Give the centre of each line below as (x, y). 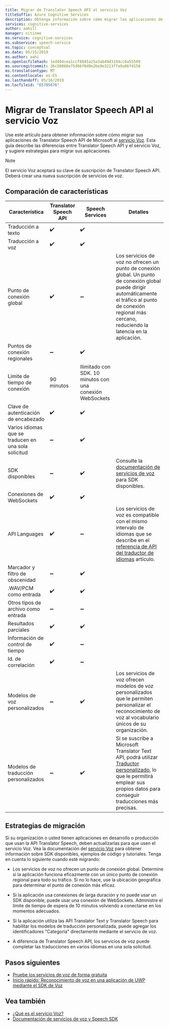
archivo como (24, 609)
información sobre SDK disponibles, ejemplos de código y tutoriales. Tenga (83, 854)
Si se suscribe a (134, 738)
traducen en (22, 440)
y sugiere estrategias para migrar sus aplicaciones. (58, 151)
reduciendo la (132, 325)
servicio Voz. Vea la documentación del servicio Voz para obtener (73, 849)
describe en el (133, 540)
